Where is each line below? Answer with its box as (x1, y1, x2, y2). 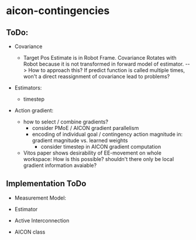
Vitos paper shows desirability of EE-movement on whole (23, 149, 162, 156)
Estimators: (14, 84, 42, 91)
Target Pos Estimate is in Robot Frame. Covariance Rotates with (23, 54, 177, 61)
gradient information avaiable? (23, 162, 97, 169)
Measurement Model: (14, 194, 66, 201)
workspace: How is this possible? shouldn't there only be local (23, 156, 174, 162)
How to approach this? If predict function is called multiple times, (28, 67, 185, 74)
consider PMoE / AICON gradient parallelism (32, 125, 139, 131)
